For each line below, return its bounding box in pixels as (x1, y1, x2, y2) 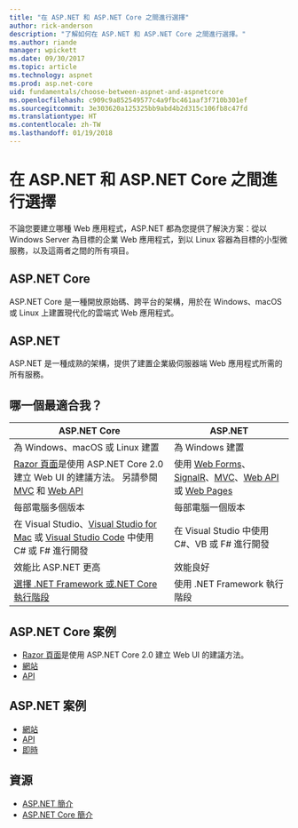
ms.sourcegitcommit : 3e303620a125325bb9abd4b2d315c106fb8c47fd (9, 104, 248, 113)
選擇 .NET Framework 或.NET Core (13, 578, 158, 591)
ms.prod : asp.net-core (9, 79, 93, 88)
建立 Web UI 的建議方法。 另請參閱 (13, 472, 158, 484)
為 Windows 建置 (174, 442, 245, 454)
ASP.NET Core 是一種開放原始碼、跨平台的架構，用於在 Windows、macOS (9, 296, 282, 307)
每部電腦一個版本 (174, 501, 246, 514)
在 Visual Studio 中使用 (174, 525, 269, 537)
